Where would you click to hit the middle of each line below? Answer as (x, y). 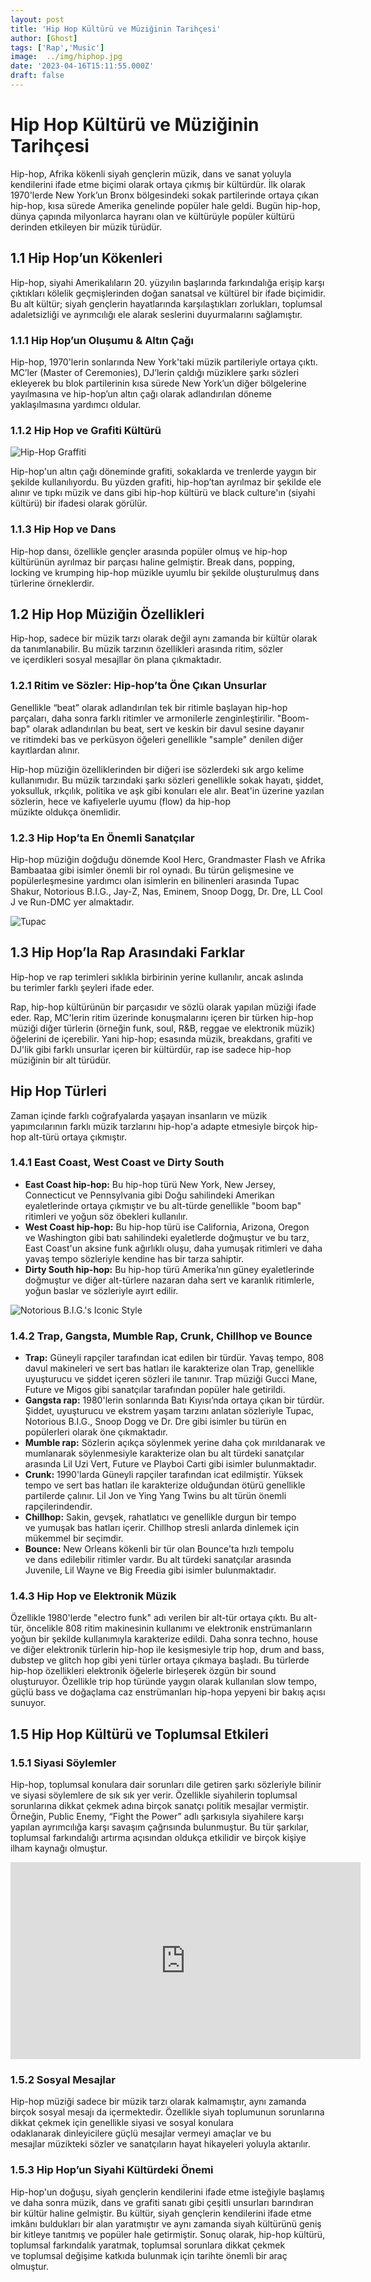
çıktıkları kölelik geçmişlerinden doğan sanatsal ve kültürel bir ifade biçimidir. (168, 293)
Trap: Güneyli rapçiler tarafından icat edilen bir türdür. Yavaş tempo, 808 (174, 1358)
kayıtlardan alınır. (45, 750)
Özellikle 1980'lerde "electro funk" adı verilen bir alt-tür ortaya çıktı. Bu (156, 1618)
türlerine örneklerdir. (52, 583)
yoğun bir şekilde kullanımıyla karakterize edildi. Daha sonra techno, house (164, 1639)
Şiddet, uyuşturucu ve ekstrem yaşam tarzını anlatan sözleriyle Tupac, (169, 1411)
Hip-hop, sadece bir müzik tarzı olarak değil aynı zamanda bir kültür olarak (164, 638)
